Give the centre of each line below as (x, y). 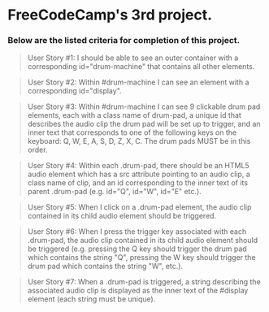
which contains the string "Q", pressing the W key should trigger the (142, 258)
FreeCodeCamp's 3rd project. (110, 15)
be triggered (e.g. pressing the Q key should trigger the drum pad (137, 249)
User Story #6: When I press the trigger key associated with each (137, 232)
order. (37, 150)
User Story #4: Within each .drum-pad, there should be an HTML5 (138, 166)
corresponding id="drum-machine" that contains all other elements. (141, 67)
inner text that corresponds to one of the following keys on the (132, 132)
